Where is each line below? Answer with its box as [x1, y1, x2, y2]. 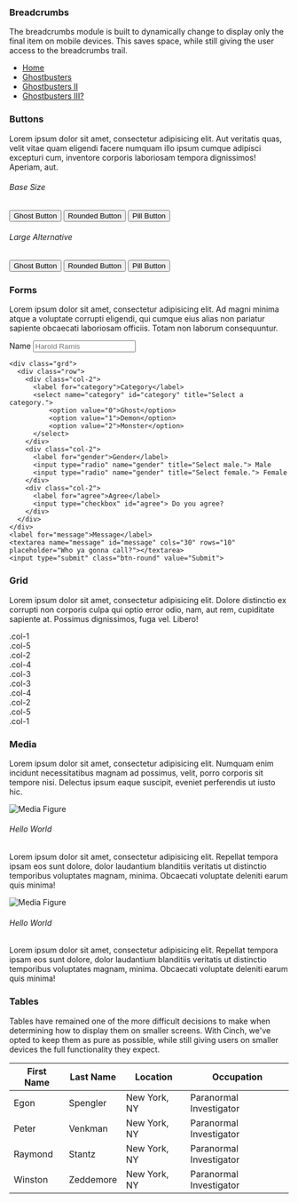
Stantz [68, 1148, 96, 1160]
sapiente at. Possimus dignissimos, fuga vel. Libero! [9, 613, 199, 624]
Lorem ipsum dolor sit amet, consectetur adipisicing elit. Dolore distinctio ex [9, 594, 286, 605]
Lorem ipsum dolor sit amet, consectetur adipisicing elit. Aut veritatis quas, [9, 133, 282, 144]
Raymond [13, 1148, 53, 1160]
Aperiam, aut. [9, 162, 59, 172]
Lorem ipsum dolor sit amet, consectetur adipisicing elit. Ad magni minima [9, 304, 279, 315]
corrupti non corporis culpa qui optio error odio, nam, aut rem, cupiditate [9, 604, 275, 615]
